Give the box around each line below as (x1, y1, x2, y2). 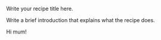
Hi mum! (6, 28, 27, 35)
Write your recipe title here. (6, 5, 73, 12)
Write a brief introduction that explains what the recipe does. (6, 17, 155, 23)
